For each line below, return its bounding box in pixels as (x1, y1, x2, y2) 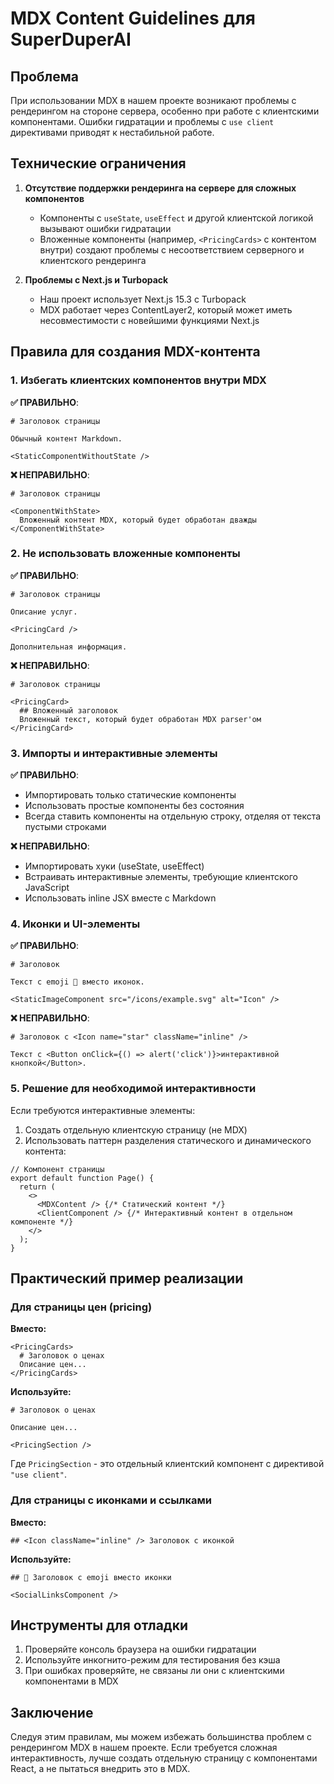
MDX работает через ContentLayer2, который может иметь (39, 303, 293, 316)
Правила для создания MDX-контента (10, 343, 261, 361)
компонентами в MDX (24, 1675, 119, 1687)
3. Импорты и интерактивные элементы (10, 746, 218, 760)
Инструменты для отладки (10, 1617, 189, 1634)
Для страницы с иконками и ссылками (10, 1493, 212, 1507)
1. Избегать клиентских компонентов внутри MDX (10, 373, 267, 387)
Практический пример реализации (10, 1270, 244, 1287)
